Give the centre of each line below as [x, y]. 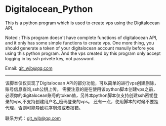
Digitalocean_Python [49, 9]
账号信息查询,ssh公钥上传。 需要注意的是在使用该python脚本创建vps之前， [81, 89]
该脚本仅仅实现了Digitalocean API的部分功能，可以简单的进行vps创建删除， [82, 83]
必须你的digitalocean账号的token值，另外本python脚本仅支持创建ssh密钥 [80, 95]
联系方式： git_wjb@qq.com [33, 118]
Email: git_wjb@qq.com [29, 68]
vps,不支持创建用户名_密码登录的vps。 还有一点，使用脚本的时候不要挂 [86, 101]
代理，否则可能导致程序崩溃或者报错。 [44, 108]
